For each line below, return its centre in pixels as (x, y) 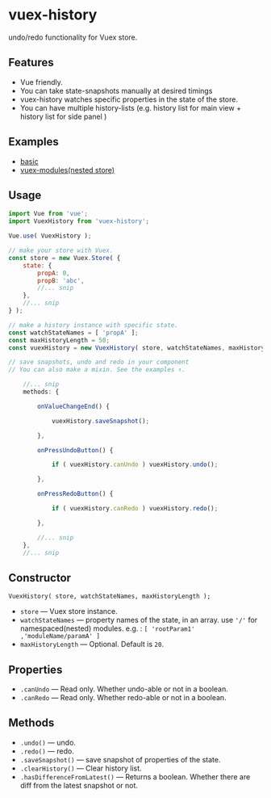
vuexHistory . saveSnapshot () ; (100, 421)
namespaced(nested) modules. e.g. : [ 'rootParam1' (107, 628)
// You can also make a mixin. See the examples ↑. (97, 370)
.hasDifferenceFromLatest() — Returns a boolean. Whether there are (135, 776)
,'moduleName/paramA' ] (60, 636)
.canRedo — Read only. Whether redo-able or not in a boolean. (123, 697)
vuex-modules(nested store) (67, 170)
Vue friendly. (41, 82)
